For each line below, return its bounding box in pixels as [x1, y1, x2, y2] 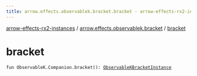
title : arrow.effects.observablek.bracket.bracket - [6, 8, 138, 15]
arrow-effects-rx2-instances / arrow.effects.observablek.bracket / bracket [6, 25, 186, 32]
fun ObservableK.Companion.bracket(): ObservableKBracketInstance [6, 64, 172, 70]
